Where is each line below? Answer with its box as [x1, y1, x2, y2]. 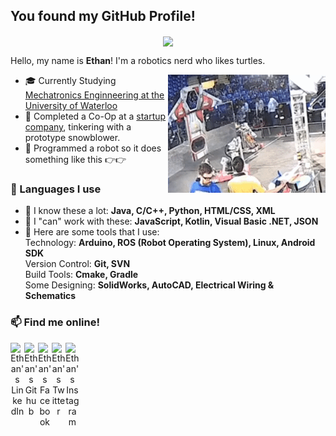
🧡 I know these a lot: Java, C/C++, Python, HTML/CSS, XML [24, 205, 276, 217]
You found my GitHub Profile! [10, 8, 196, 25]
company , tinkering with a [24, 120, 132, 133]
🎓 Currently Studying [24, 74, 117, 86]
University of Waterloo [24, 99, 118, 111]
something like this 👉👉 [24, 153, 127, 165]
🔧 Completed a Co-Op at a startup [24, 110, 167, 122]
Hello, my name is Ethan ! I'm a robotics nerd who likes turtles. [10, 54, 266, 66]
